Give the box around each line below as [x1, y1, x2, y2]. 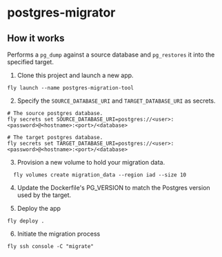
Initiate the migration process [17, 229, 101, 238]
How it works [7, 32, 65, 44]
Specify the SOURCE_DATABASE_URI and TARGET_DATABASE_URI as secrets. [17, 96, 216, 105]
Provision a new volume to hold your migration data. [17, 158, 165, 166]
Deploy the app [17, 205, 61, 212]
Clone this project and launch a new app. [17, 71, 134, 79]
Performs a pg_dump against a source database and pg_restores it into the [7, 50, 215, 59]
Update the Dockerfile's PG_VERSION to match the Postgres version [17, 184, 210, 192]
